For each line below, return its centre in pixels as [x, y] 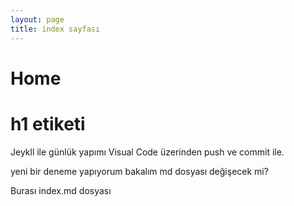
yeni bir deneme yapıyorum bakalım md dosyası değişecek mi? [139, 171]
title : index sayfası [55, 29]
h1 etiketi [48, 123]
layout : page [37, 19]
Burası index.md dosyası [61, 190]
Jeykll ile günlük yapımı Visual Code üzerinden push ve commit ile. [147, 152]
